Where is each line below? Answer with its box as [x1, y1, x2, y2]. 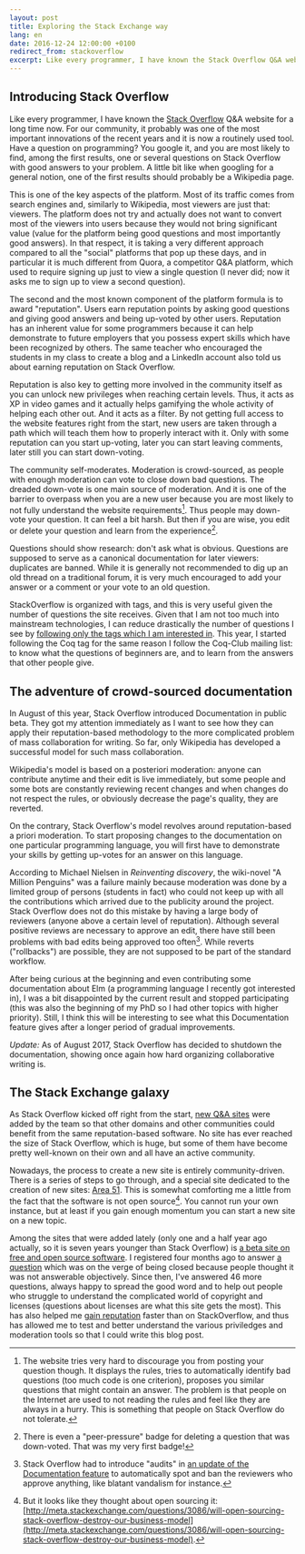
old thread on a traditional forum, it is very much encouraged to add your [9, 572, 281, 583]
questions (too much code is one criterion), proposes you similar [22, 1375, 265, 1386]
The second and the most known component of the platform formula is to [9, 293, 284, 305]
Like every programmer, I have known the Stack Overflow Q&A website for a [9, 113, 294, 124]
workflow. [9, 955, 46, 966]
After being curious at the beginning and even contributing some [9, 973, 251, 984]
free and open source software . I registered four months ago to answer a [9, 1252, 282, 1263]
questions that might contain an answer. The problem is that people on [22, 1385, 288, 1396]
